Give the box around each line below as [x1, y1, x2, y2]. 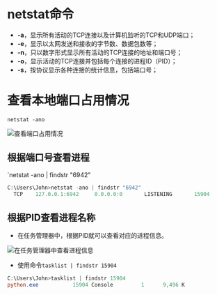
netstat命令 [7, 6, 74, 22]
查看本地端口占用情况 [7, 93, 130, 109]
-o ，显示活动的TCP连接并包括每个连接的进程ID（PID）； [17, 56, 177, 65]
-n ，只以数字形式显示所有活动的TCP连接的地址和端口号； [17, 48, 183, 56]
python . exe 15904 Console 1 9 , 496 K [7, 282, 186, 289]
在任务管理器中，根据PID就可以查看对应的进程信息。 [17, 232, 168, 240]
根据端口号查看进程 [7, 151, 90, 164]
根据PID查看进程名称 [7, 211, 96, 223]
